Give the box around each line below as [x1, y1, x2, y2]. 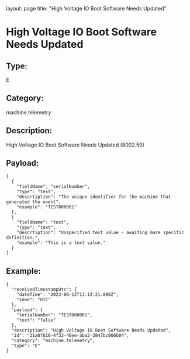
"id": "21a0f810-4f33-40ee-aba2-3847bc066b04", [11, 333, 130, 339]
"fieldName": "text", [16, 219, 69, 225]
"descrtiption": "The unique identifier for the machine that [16, 194, 171, 200]
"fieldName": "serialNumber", [16, 184, 91, 190]
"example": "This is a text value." [16, 240, 106, 246]
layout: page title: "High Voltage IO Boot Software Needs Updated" [6, 5, 167, 12]
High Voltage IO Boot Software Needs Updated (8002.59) [6, 141, 145, 148]
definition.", [6, 235, 41, 241]
